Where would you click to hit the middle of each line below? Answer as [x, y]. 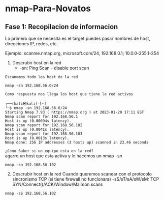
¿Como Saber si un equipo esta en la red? [49, 151]
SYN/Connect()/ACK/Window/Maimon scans [58, 184]
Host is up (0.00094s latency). [38, 121]
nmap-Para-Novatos [48, 9]
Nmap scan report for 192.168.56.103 [44, 134]
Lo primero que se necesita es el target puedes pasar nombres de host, [78, 38]
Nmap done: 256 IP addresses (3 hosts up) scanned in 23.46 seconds [77, 143]
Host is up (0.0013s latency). [37, 138]
